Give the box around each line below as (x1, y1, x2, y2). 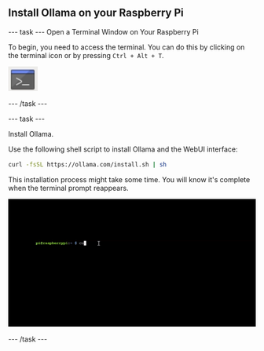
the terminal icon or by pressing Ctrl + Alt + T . (8, 50, 164, 60)
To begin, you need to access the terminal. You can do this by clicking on (8, 42, 245, 52)
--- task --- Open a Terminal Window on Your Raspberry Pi (8, 27, 199, 36)
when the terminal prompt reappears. (8, 183, 129, 192)
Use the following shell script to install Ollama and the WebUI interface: (8, 144, 238, 154)
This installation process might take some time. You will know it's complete (8, 174, 251, 184)
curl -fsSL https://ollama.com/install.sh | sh (8, 160, 167, 168)
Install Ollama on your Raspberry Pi (8, 6, 184, 20)
